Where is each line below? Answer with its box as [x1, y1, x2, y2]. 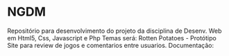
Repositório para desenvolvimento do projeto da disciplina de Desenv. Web [7, 27, 222, 35]
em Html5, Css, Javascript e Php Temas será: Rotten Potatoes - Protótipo [7, 33, 217, 42]
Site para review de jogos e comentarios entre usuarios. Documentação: [7, 41, 214, 49]
